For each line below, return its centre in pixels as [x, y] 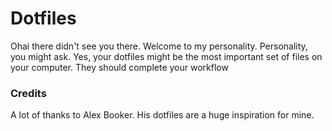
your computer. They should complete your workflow [119, 67]
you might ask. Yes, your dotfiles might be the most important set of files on [166, 56]
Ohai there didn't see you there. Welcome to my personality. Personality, [159, 46]
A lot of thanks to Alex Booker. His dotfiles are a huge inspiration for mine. [162, 115]
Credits [28, 93]
